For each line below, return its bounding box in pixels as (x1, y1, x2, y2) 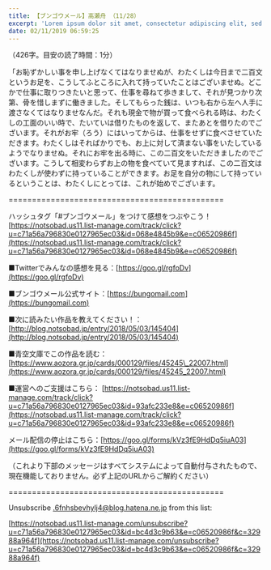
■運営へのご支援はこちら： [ (8, 384, 105, 393)
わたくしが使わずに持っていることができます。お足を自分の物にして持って (8, 168, 255, 178)
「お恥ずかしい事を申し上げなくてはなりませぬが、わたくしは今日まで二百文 (8, 67, 263, 77)
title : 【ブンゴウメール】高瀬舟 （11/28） (8, 11, 140, 20)
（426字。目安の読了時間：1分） (8, 50, 117, 60)
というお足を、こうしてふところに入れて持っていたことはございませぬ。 (8, 78, 249, 87)
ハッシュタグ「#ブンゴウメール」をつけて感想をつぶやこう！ (8, 211, 212, 221)
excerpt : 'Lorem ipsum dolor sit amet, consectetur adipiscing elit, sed (8, 19, 263, 28)
